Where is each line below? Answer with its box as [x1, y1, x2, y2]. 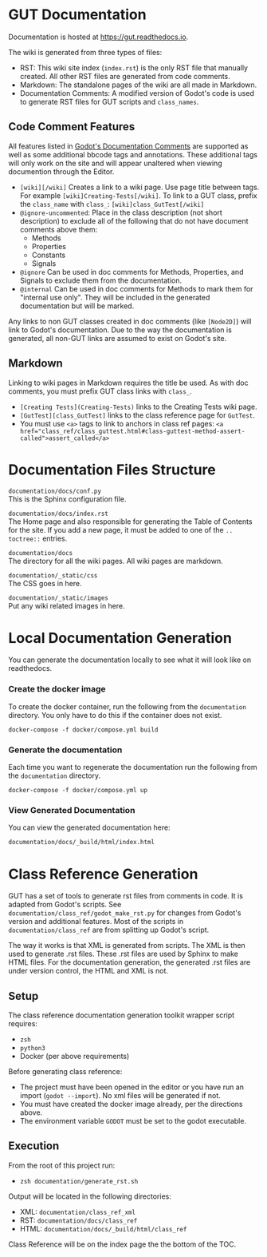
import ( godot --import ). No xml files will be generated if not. [19, 1091, 221, 1100]
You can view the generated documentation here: [8, 823, 171, 832]
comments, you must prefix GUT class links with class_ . [8, 386, 193, 396]
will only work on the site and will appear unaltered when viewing [8, 158, 222, 168]
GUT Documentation [8, 6, 147, 24]
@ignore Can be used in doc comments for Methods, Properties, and [19, 267, 244, 276]
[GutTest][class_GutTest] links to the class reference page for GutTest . [19, 410, 255, 420]
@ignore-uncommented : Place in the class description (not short [19, 208, 223, 217]
